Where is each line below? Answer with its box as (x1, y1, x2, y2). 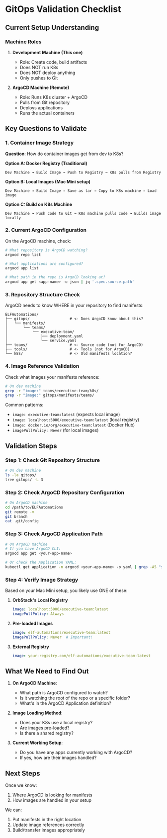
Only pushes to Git (19, 75, 58, 81)
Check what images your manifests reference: (5, 374, 100, 380)
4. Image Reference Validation (5, 363, 80, 370)
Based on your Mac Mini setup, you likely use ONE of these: (5, 587, 128, 593)
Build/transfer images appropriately (12, 827, 85, 833)
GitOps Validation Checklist (5, 3, 121, 15)
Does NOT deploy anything (19, 70, 76, 76)
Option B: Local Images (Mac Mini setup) (5, 178, 91, 184)
